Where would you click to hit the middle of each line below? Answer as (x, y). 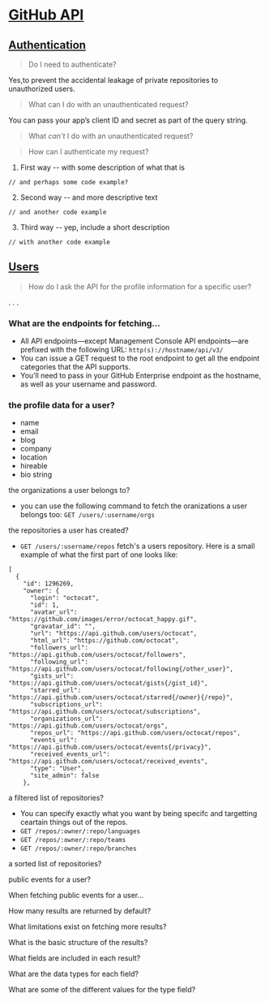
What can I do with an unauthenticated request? (108, 104)
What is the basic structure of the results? (78, 943)
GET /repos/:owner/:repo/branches (78, 849)
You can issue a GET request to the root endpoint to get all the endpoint (140, 358)
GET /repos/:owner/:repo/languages (80, 831)
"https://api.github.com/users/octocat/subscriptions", (105, 712)
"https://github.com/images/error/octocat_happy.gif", (103, 620)
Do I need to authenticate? (72, 64)
